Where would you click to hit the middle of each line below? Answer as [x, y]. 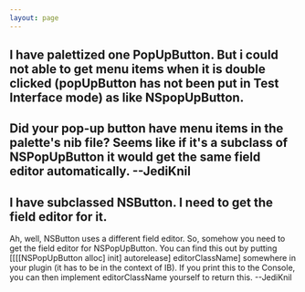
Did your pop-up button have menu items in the [147, 129]
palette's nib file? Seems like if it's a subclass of [149, 143]
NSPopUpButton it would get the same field [135, 157]
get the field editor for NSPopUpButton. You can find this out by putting [143, 248]
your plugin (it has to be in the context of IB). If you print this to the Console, [152, 268]
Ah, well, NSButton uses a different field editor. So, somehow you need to [147, 239]
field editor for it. [58, 217]
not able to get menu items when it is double [138, 69]
